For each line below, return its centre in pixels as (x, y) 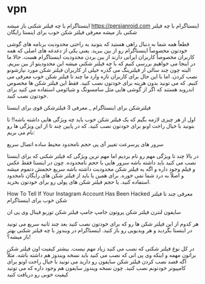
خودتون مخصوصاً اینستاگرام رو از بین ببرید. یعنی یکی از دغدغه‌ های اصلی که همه (97, 50)
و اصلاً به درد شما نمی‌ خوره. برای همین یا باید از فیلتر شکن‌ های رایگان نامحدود (95, 175)
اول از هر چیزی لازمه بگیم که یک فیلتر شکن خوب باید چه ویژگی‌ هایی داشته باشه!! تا (101, 119)
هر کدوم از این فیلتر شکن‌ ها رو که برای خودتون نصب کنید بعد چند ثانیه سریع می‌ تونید (103, 224)
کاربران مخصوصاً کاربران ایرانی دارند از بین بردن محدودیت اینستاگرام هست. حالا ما (101, 57)
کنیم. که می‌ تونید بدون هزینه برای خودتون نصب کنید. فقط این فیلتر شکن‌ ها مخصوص (103, 83)
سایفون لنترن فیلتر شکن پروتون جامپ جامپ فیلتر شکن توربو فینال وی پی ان (94, 211)
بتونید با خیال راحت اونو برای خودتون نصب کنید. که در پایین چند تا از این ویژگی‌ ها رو (101, 126)
